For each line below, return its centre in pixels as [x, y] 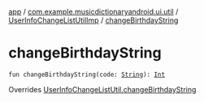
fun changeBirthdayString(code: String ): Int [87, 74]
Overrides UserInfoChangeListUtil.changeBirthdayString [102, 89]
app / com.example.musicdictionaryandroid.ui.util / [93, 12]
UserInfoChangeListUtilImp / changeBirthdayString [93, 20]
